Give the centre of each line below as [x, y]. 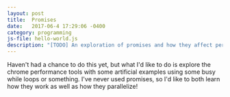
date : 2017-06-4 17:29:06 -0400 [56, 26]
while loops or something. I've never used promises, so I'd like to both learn [114, 79]
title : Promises [32, 20]
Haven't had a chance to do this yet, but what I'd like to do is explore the [109, 65]
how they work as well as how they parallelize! [73, 86]
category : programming [39, 32]
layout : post [26, 13]
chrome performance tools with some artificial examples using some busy [111, 72]
